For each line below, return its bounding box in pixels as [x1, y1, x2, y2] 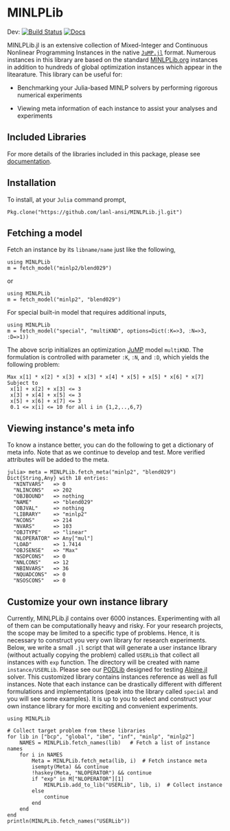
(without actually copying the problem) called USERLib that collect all [7, 651, 200, 659]
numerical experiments [16, 91, 82, 99]
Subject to [7, 380, 38, 387]
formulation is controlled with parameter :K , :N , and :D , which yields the [7, 353, 209, 361]
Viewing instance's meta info [7, 422, 135, 434]
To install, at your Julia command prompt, [7, 195, 127, 204]
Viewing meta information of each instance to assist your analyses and [16, 104, 218, 112]
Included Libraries [7, 132, 87, 143]
